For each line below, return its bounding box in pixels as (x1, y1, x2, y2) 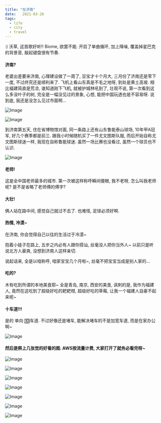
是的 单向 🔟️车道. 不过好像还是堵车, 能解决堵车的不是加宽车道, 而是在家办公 (5, 318, 156, 324)
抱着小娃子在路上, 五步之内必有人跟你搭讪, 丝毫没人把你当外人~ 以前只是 (5, 242, 150, 247)
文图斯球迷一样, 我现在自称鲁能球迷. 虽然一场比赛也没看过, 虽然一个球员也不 (5, 139, 156, 145)
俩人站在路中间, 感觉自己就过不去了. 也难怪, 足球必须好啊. (5, 208, 119, 213)
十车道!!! (5, 306, 23, 312)
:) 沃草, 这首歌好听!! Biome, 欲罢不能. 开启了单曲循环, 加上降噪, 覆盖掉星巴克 (5, 44, 156, 49)
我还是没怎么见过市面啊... (15, 98, 67, 103)
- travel (9, 30, 27, 34)
